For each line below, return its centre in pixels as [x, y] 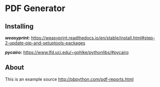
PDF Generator [35, 8]
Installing [19, 26]
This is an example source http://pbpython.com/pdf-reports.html [69, 79]
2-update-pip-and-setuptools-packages [45, 43]
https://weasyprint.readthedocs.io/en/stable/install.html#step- [93, 38]
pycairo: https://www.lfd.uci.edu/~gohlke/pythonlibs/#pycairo [67, 52]
